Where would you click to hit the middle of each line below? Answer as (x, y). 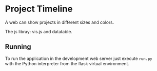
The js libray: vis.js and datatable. (39, 31)
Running (18, 47)
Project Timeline (39, 9)
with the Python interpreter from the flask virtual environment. (67, 63)
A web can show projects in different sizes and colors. (59, 22)
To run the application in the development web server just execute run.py (79, 58)
